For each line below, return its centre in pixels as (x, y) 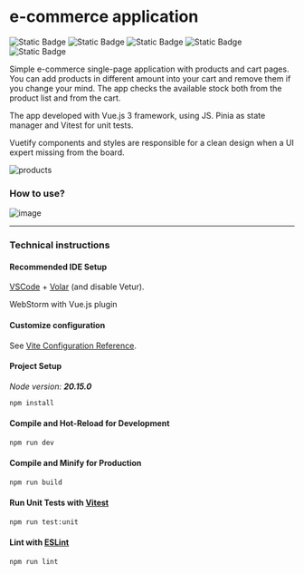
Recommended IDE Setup (58, 267)
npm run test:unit (44, 522)
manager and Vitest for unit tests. (71, 125)
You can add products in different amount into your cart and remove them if (150, 78)
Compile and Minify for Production (76, 463)
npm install (32, 403)
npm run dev (32, 443)
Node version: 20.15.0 (51, 386)
